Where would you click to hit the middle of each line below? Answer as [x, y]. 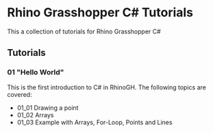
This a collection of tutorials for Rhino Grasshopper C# [84, 31]
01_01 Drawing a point [48, 108]
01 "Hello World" [36, 72]
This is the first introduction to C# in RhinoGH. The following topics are [107, 87]
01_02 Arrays [35, 115]
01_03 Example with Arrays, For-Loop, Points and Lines [95, 122]
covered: [20, 94]
